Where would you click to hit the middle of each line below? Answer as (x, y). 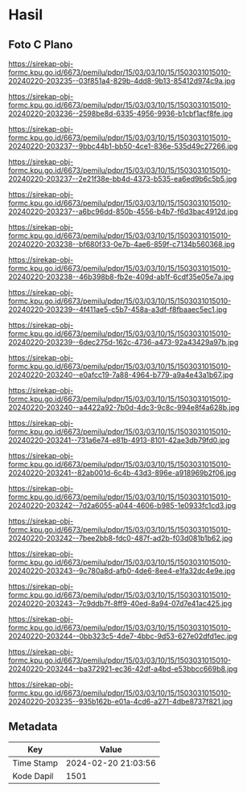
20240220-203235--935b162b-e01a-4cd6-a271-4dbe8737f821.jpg (121, 702)
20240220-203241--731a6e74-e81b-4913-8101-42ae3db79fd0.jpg (119, 440)
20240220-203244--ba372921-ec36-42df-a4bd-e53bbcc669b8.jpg (123, 669)
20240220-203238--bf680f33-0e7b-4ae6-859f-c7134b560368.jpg (121, 244)
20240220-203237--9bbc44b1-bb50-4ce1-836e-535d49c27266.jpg (123, 146)
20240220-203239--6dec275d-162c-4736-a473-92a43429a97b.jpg (123, 342)
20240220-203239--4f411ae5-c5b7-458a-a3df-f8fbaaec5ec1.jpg (118, 310)
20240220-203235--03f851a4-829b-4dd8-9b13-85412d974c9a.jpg (122, 81)
